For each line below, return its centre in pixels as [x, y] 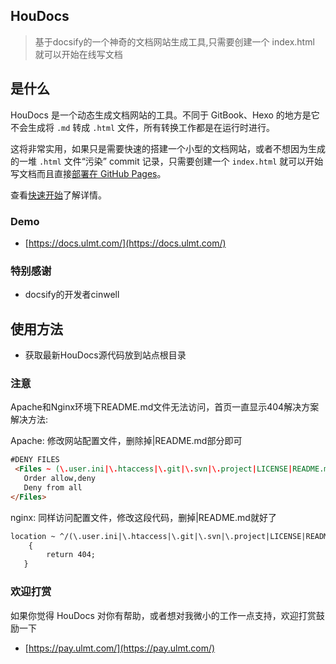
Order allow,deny [60, 479]
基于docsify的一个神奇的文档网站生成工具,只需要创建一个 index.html [174, 41]
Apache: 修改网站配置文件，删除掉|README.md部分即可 [126, 441]
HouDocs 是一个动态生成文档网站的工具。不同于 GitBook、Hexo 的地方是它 [165, 115]
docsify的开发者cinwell [72, 295]
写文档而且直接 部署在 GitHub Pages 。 [88, 173]
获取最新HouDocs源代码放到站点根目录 [105, 355]
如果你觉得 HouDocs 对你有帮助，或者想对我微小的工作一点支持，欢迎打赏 [163, 615]
